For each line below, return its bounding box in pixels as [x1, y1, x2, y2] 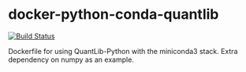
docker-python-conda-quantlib [8, 5, 219, 23]
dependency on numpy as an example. [8, 55, 134, 64]
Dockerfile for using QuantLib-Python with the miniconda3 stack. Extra [8, 46, 238, 56]
